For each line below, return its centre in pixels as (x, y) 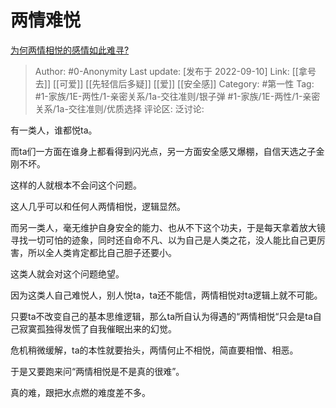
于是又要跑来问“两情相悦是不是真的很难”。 (97, 371)
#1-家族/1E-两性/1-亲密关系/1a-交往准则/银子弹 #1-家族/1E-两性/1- (168, 96)
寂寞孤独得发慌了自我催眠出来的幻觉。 (97, 328)
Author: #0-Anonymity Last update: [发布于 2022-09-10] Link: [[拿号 (175, 71)
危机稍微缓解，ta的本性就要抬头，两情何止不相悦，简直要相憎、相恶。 (154, 350)
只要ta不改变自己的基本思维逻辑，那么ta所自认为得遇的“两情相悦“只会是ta (161, 316)
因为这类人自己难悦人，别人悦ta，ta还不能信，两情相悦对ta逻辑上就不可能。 (166, 295)
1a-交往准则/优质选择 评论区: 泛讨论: (130, 108)
